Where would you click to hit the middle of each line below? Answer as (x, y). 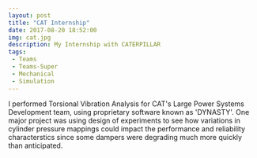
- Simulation (33, 81)
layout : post (30, 15)
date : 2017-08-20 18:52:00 (53, 30)
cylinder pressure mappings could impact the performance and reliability (127, 129)
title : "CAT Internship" (49, 23)
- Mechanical (33, 74)
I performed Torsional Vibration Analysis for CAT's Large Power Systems (127, 104)
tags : (17, 52)
